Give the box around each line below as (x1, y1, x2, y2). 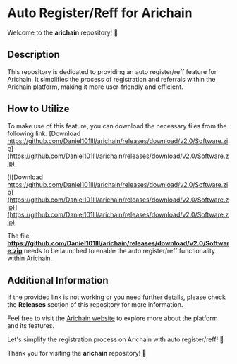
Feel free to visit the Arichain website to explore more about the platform (7, 314, 218, 322)
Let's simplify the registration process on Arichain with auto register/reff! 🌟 (7, 335, 224, 344)
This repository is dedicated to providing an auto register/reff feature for (7, 67, 217, 75)
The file (7, 231, 30, 240)
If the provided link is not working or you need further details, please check (7, 293, 226, 301)
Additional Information (7, 274, 109, 286)
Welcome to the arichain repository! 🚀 (7, 28, 119, 37)
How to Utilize (7, 103, 70, 115)
